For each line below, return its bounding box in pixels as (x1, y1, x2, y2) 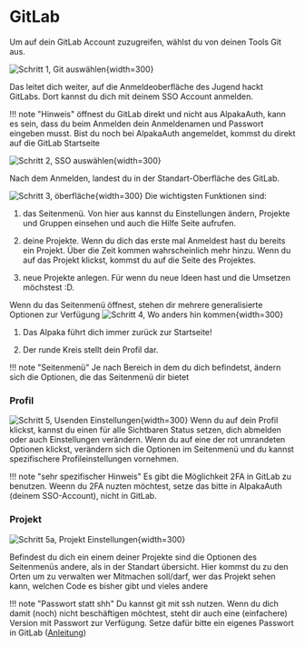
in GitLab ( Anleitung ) (9, 627, 87, 638)
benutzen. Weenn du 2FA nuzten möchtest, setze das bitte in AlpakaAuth (9, 481, 283, 492)
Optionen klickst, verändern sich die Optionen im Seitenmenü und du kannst (9, 443, 295, 455)
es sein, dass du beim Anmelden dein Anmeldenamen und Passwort (9, 118, 264, 129)
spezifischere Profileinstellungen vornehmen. (9, 453, 179, 464)
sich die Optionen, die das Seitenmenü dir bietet (9, 371, 190, 383)
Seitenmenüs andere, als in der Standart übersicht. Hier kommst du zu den (9, 561, 289, 572)
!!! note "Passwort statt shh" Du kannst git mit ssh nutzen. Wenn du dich (9, 598, 280, 609)
